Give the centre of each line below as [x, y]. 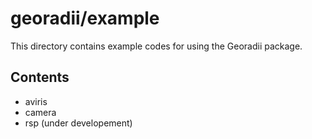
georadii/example [85, 18]
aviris [36, 101]
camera [40, 112]
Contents [40, 77]
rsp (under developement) [78, 123]
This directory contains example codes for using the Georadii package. [156, 46]
